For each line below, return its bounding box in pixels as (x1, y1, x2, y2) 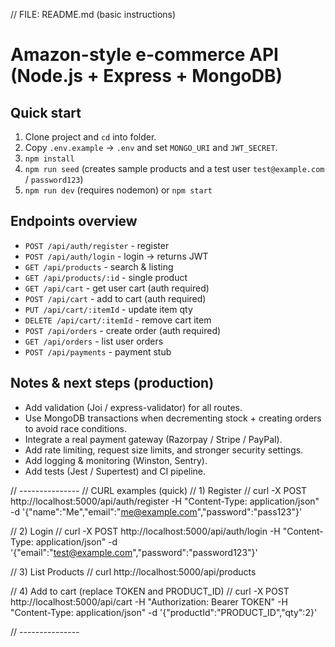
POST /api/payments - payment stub (24, 345, 172, 358)
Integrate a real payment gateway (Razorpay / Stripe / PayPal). (24, 433, 283, 445)
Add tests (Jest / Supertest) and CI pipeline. (24, 465, 207, 477)
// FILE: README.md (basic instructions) (10, 9, 177, 20)
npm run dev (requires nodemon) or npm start (24, 184, 213, 196)
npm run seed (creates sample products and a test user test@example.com (24, 163, 325, 174)
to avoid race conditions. (24, 422, 128, 434)
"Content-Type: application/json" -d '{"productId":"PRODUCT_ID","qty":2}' (10, 606, 318, 618)
